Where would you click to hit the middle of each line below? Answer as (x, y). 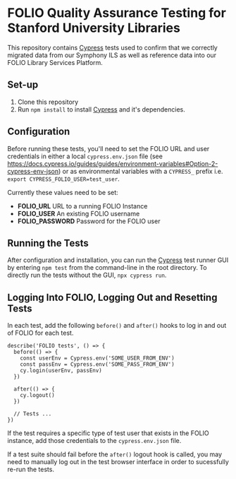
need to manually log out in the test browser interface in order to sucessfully (118, 462)
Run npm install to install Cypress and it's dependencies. (101, 109)
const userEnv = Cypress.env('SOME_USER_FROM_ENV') (97, 358)
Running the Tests (48, 243)
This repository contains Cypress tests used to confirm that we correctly (113, 47)
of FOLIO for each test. (41, 333)
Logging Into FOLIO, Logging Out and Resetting (112, 297)
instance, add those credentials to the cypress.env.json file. (94, 441)
